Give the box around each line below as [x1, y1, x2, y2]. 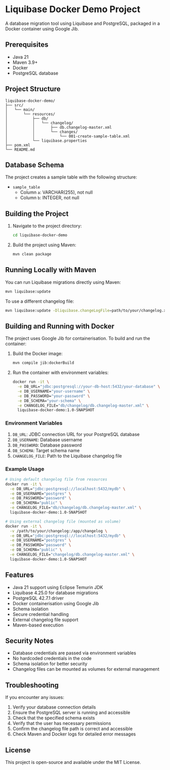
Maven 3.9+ [12, 59, 38, 65]
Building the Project [5, 209, 69, 218]
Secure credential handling [12, 611, 69, 617]
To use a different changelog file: [5, 298, 74, 304]
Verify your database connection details [12, 704, 96, 710]
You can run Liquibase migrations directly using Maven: [5, 279, 121, 285]
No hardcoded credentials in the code [12, 655, 92, 662]
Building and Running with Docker [5, 322, 115, 331]
